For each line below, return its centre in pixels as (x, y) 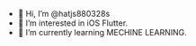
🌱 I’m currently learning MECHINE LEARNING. (102, 32)
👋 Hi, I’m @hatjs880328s (64, 14)
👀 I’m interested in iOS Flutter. (73, 23)
